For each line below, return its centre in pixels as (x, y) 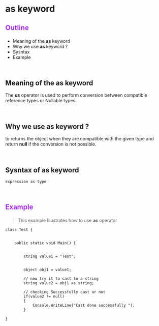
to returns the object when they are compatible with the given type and (80, 139)
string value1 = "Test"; (50, 257)
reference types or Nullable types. (41, 101)
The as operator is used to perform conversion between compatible (76, 95)
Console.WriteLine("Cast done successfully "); (84, 306)
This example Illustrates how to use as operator (67, 220)
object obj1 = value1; (47, 270)
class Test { (19, 230)
